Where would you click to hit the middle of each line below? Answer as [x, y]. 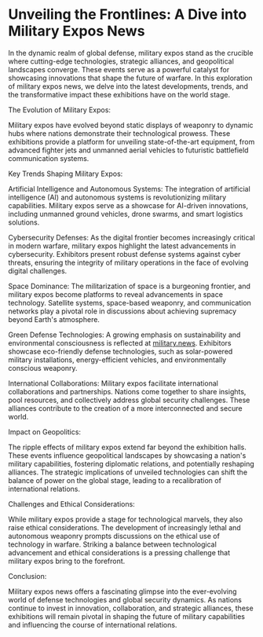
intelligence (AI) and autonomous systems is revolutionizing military [117, 197]
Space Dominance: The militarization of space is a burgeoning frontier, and [130, 286]
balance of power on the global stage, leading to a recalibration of [115, 480]
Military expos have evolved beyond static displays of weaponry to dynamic [131, 125]
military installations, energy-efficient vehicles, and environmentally [117, 360]
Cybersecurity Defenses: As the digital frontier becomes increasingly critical [131, 237]
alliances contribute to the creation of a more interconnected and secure [125, 408]
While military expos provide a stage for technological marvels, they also [126, 519]
